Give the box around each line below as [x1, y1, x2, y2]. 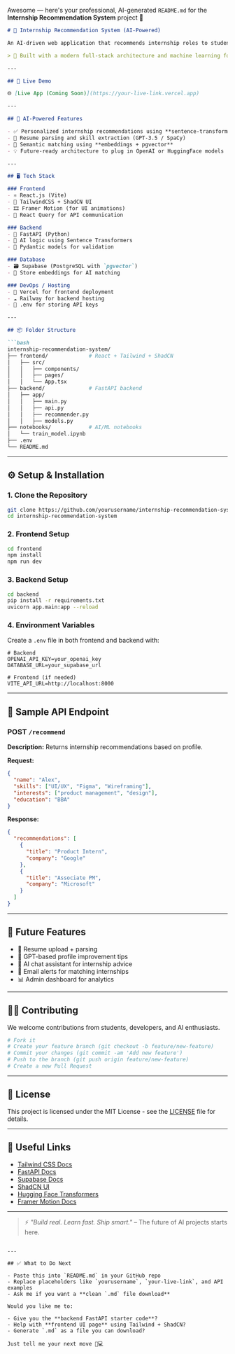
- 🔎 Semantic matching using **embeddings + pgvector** [7, 141, 173, 148]
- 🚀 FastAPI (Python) [7, 230, 71, 237]
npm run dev [7, 558, 42, 566]
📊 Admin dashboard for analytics [17, 975, 114, 983]
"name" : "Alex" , [13, 776, 61, 783]
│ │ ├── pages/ [7, 372, 64, 379]
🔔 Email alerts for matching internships [17, 967, 129, 975]
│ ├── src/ [7, 358, 45, 366]
